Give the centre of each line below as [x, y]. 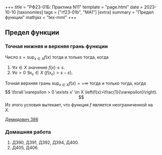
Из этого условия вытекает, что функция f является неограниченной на [79, 105]
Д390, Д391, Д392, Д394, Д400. [45, 142]
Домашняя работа [28, 132]
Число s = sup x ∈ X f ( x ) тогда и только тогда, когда [57, 58]
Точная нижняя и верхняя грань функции [56, 47]
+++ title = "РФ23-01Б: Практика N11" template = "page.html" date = [74, 7]
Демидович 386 [22, 120]
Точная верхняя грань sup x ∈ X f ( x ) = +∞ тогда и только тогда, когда [75, 84]
